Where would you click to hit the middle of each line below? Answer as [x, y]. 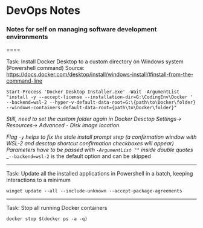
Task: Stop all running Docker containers [57, 208]
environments [27, 37]
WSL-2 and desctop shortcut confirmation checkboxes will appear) [90, 144]
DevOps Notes [43, 11]
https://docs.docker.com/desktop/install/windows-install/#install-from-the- [100, 74]
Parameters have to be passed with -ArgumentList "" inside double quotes [100, 150]
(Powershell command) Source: [45, 68]
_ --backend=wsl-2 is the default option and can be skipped [79, 156]
